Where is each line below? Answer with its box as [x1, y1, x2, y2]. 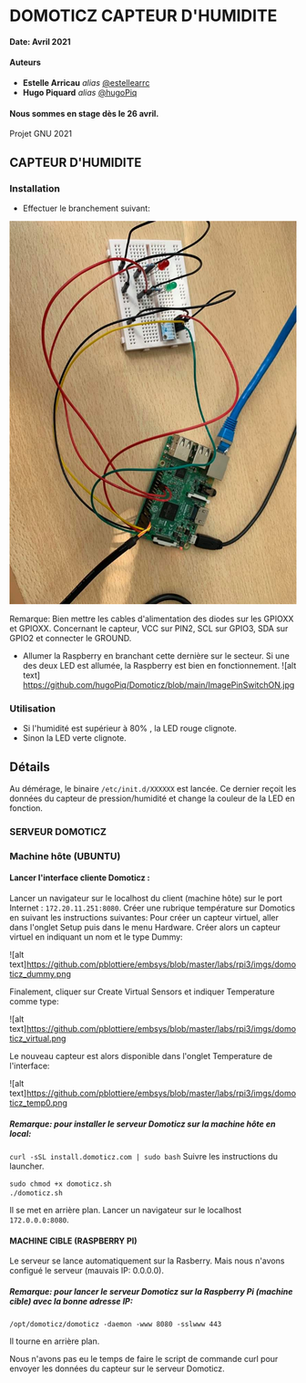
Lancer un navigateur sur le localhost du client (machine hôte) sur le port [9, 893, 283, 904]
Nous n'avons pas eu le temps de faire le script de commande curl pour [9, 1354, 279, 1365]
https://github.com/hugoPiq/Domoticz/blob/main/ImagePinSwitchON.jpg [22, 679, 295, 690]
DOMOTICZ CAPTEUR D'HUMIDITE [9, 5, 278, 26]
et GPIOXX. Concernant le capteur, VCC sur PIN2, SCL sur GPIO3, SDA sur [9, 622, 289, 634]
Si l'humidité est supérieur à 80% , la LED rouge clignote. [22, 723, 237, 734]
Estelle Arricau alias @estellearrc [22, 77, 150, 88]
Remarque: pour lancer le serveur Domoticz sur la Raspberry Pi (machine [9, 1285, 293, 1296]
